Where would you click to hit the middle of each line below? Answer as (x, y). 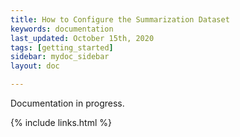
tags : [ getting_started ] (62, 47)
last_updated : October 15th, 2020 (82, 38)
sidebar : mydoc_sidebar (60, 57)
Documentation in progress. (67, 103)
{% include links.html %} (61, 122)
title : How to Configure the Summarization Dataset (120, 19)
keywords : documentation (62, 29)
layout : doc (35, 66)
